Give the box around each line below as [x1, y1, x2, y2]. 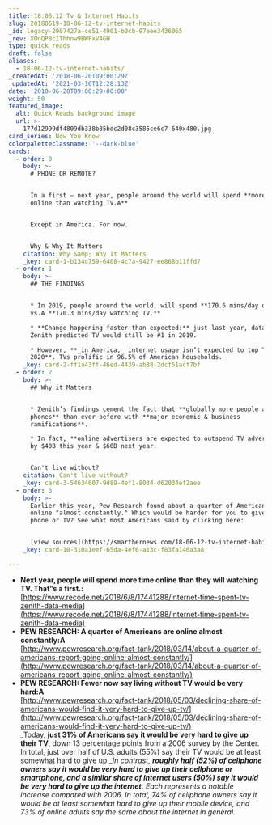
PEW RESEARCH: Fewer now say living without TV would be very [19, 678, 244, 687]
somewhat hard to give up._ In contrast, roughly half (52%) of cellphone [19, 755, 262, 765]
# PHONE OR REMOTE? [29, 170, 96, 178]
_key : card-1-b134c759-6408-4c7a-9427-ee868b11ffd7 [23, 257, 201, 265]
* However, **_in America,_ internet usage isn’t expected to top [29, 345, 259, 354]
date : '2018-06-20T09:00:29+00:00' [8, 87, 129, 95]
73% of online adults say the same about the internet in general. [19, 806, 236, 817]
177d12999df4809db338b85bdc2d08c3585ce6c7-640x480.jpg [23, 125, 212, 133]
